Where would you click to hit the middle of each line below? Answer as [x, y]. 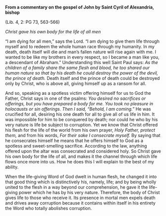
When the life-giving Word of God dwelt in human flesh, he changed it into [81, 177]
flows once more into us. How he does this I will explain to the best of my [80, 162]
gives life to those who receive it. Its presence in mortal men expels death [80, 198]
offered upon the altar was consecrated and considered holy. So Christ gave [83, 151]
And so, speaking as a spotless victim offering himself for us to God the [78, 93]
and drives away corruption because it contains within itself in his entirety [81, 203]
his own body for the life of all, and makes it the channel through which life [81, 156]
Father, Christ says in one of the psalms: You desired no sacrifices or [76, 98]
